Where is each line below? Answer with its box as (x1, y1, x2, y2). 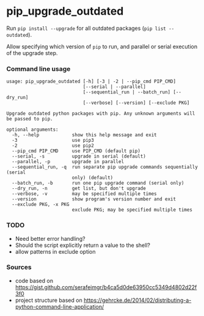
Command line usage (6, 64, 71, 73)
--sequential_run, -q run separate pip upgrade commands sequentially (12, 164, 199, 171)
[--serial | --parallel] (82, 84, 147, 90)
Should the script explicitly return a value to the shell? (15, 241, 151, 249)
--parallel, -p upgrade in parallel (12, 159, 124, 165)
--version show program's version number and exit (12, 196, 176, 202)
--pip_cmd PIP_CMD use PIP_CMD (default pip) (12, 148, 140, 154)
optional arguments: (6, 127, 59, 133)
